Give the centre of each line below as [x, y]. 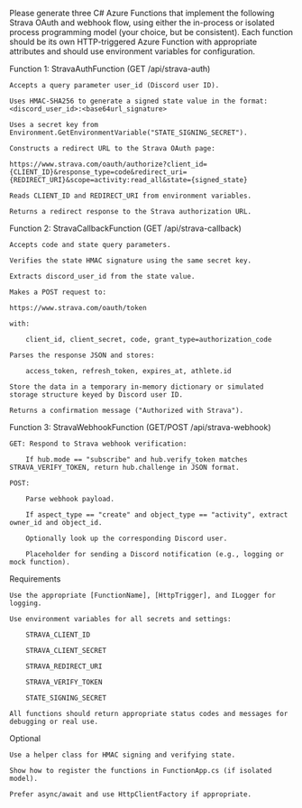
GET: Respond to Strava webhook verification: [98, 444]
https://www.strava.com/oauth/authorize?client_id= [108, 164]
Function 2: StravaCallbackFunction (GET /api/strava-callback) [125, 228]
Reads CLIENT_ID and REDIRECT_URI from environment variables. [131, 196]
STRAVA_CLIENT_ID [58, 635]
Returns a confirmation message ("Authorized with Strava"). [127, 410]
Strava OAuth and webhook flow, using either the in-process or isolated [142, 23]
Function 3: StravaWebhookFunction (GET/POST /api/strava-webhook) [141, 427]
